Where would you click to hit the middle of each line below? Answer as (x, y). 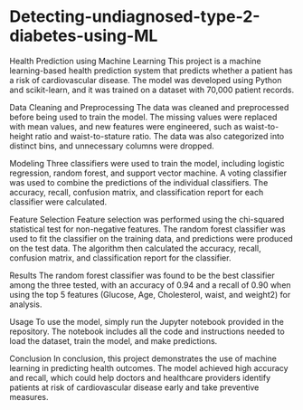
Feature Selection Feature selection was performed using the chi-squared (147, 219)
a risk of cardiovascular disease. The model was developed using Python (146, 80)
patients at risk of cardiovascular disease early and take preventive (134, 387)
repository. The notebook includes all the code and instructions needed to (147, 331)
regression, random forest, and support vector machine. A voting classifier (148, 173)
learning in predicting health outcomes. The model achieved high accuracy (149, 367)
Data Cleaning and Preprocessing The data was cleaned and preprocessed (149, 107)
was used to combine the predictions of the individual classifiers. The (139, 182)
